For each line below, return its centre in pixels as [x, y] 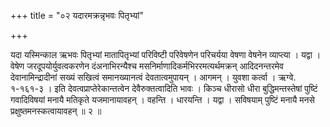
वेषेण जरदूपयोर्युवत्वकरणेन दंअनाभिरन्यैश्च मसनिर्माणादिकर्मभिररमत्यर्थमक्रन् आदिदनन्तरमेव [147, 66]
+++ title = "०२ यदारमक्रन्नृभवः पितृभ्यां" [77, 15]
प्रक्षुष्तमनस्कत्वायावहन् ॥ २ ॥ [56, 111]
